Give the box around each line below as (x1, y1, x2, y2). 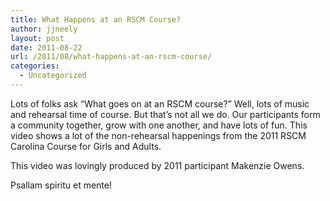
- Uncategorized (19, 71, 87, 81)
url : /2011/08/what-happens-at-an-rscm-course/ (10, 52, 213, 62)
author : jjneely (10, 24, 78, 34)
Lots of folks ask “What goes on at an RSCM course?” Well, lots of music (10, 97, 310, 110)
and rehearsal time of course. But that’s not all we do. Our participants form (10, 108, 321, 120)
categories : (10, 61, 60, 71)
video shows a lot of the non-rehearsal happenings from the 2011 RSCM (10, 129, 307, 141)
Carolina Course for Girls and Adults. (10, 140, 162, 152)
